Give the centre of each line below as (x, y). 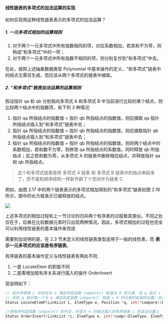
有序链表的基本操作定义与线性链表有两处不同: (52, 256)
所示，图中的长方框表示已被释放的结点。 (47, 196)
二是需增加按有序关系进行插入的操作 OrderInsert (62, 273)
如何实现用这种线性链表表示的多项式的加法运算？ (55, 20)
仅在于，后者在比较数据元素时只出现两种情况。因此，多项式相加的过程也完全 (84, 222)
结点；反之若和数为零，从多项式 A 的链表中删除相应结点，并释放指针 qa (86, 156)
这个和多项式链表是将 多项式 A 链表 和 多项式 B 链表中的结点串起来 (86, 173)
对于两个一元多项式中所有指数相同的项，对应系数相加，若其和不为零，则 (87, 46)
